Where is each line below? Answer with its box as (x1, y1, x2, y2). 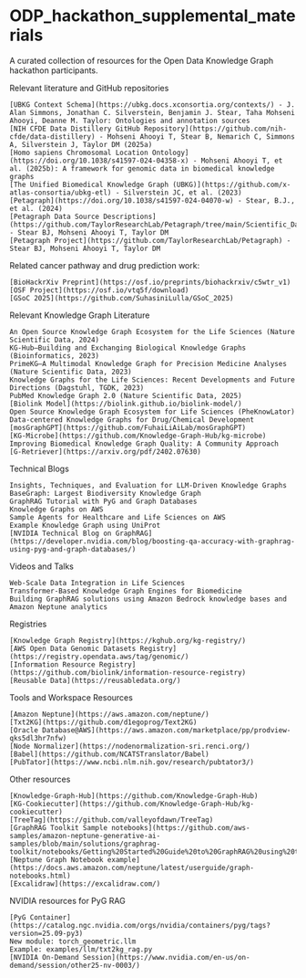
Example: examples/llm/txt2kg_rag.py (9, 944, 153, 954)
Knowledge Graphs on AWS (9, 504, 104, 514)
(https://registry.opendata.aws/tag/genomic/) (9, 652, 189, 661)
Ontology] (151, 148, 189, 157)
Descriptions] (103, 212, 157, 221)
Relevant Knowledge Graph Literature (9, 310, 150, 321)
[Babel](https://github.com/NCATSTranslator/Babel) (9, 750, 209, 759)
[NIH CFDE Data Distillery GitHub (9, 124, 141, 133)
